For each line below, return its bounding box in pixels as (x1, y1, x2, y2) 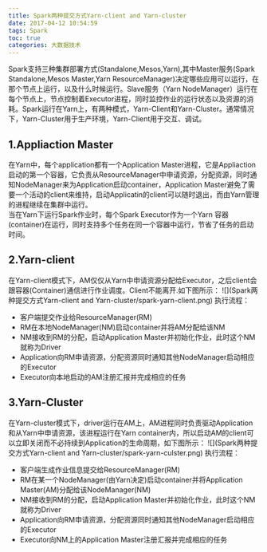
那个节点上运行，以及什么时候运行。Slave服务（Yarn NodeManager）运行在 (8, 85, 258, 94)
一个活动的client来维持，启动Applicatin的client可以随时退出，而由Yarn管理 (14, 189, 260, 199)
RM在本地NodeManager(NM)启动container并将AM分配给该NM (19, 322, 226, 332)
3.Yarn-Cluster (8, 396, 84, 409)
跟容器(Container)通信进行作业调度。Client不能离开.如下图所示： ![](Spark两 (8, 285, 258, 295)
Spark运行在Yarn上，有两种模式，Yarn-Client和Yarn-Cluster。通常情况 (22, 104, 255, 114)
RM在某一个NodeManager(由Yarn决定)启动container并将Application (19, 475, 243, 484)
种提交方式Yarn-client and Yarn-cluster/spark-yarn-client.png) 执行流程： (8, 295, 250, 305)
